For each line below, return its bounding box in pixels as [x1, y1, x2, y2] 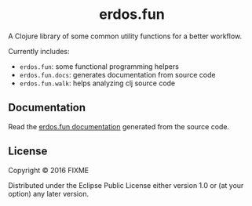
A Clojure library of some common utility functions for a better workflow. [8, 31, 243, 41]
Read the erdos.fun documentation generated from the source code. [8, 121, 230, 131]
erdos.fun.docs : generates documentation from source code [19, 70, 216, 79]
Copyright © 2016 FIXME [8, 165, 89, 175]
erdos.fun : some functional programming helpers [19, 61, 179, 71]
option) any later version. [8, 189, 89, 198]
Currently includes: [8, 46, 70, 56]
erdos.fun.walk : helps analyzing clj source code [19, 78, 176, 88]
